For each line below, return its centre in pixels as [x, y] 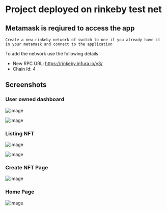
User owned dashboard [35, 99]
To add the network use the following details [52, 54]
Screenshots [26, 85]
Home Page [20, 192]
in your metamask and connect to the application [59, 44]
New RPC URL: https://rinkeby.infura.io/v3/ [58, 64]
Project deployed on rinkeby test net [83, 9]
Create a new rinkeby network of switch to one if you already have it [83, 40]
